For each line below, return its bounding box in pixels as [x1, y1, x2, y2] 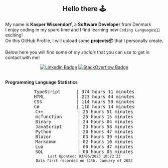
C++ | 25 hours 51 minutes [35, 109, 133, 114]
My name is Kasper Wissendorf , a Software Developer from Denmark [5, 21, 151, 27]
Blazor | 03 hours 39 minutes [35, 134, 133, 139]
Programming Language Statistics [5, 79, 78, 85]
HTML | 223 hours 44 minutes [34, 94, 135, 99]
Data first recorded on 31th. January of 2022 [36, 158, 133, 163]
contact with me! [5, 54, 40, 60]
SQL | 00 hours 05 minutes [35, 149, 133, 154]
